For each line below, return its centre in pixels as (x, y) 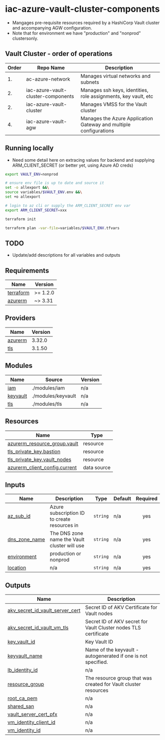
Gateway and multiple (106, 124)
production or (66, 554)
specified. (96, 662)
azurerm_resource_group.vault (43, 444)
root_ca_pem (23, 698)
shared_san (21, 707)
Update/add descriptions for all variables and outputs (66, 255)
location (17, 568)
